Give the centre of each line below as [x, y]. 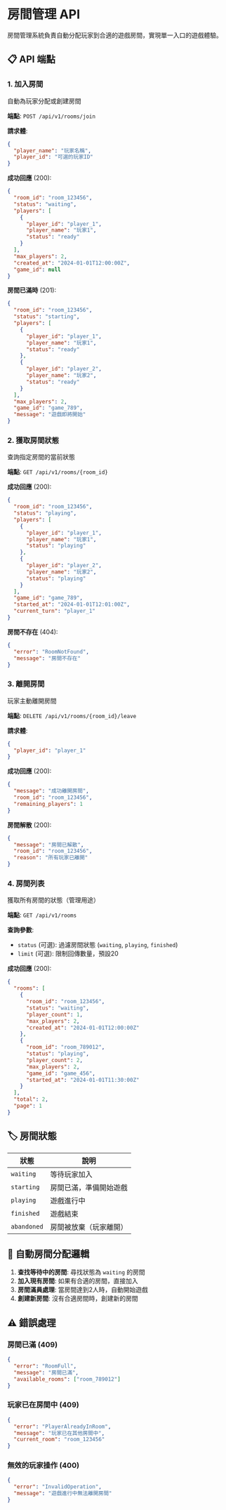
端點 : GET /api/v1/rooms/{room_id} [58, 472]
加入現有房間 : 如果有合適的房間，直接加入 [78, 1281]
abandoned [27, 1226]
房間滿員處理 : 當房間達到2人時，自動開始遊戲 [83, 1290]
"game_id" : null [37, 270]
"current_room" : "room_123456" [59, 1440]
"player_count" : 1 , [54, 1014]
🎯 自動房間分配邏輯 [48, 1254]
